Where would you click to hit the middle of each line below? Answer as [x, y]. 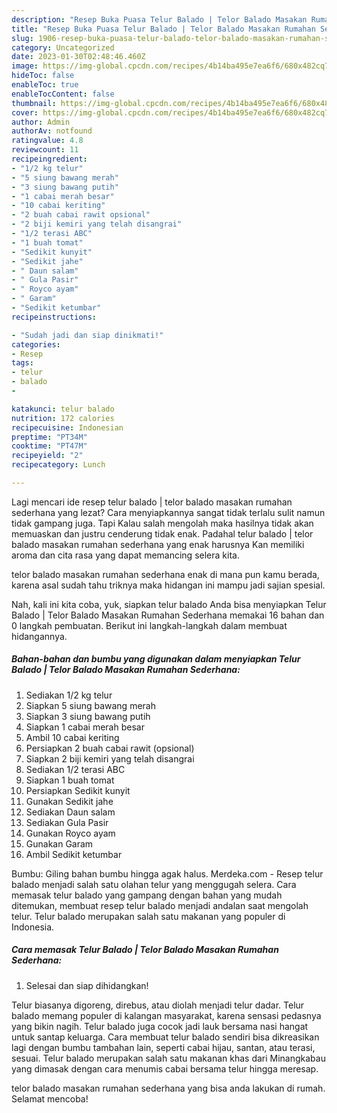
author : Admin [41, 122]
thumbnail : [34, 103]
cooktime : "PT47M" [49, 446]
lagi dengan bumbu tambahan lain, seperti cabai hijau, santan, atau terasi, [163, 1047]
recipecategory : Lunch [58, 465]
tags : [22, 363]
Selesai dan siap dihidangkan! [87, 985]
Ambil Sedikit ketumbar [74, 854]
